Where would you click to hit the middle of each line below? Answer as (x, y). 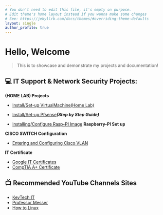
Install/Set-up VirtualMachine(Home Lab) (53, 105)
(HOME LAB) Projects (27, 95)
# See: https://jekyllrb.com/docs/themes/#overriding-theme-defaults (77, 19)
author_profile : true (27, 28)
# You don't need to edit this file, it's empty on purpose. (68, 10)
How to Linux (25, 208)
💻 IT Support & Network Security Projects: (71, 81)
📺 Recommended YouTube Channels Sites (71, 183)
